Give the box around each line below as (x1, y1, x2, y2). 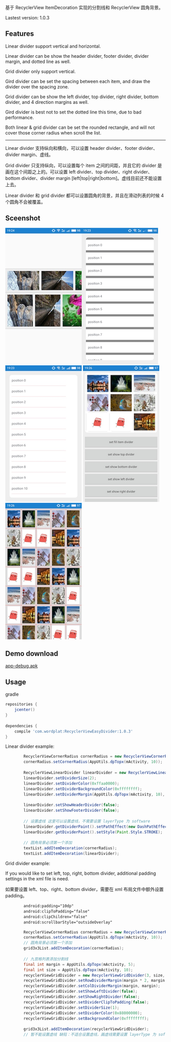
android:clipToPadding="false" (23, 908, 90, 914)
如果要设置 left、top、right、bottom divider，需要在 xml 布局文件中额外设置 (5, 886, 164, 892)
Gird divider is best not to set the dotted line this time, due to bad (5, 109, 141, 115)
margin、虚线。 (21, 151, 53, 158)
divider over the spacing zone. (5, 83, 69, 90)
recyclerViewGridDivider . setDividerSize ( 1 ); (23, 1005, 120, 1010)
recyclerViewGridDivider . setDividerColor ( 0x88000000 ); (23, 1010, 142, 1015)
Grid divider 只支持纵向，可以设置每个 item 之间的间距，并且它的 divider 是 (5, 162, 162, 168)
